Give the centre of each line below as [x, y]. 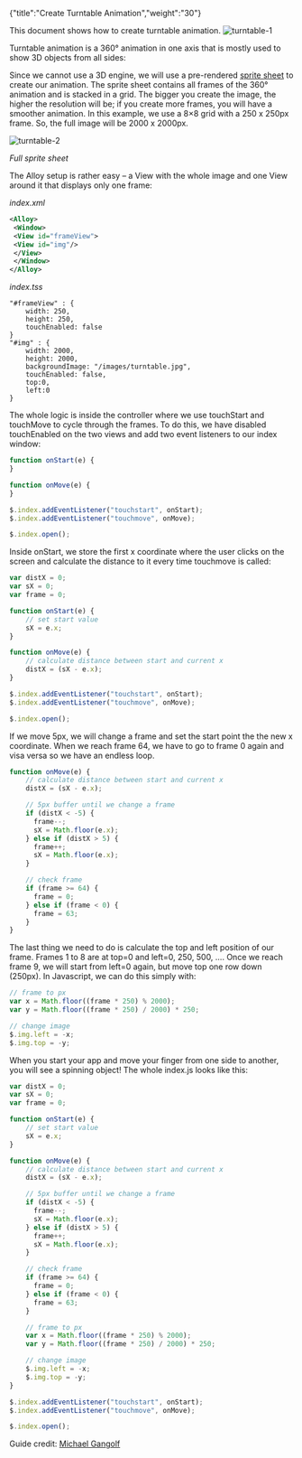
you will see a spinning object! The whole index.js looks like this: [128, 1070]
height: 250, [50, 320]
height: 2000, [52, 359]
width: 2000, [50, 351]
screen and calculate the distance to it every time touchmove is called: [140, 561]
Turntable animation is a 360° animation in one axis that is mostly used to [145, 48]
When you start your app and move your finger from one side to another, [144, 1060]
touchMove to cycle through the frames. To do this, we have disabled [138, 425]
